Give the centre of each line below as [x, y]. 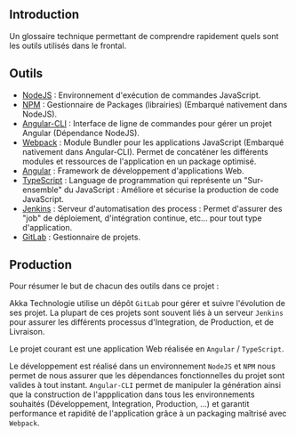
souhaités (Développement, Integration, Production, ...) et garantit [129, 404]
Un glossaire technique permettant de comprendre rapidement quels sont [144, 36]
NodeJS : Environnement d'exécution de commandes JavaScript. [141, 95]
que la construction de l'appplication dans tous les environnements [132, 394]
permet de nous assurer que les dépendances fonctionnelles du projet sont [147, 376]
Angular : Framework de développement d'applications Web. [133, 170]
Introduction [44, 15]
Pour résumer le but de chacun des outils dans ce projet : [114, 286]
